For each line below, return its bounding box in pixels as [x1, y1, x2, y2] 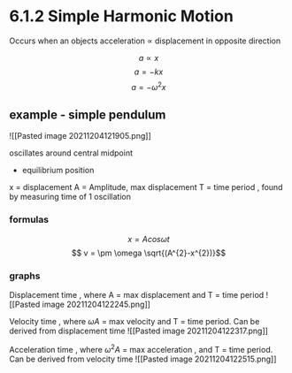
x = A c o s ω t [127, 233, 170, 244]
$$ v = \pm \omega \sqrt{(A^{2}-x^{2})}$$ [71, 247, 227, 258]
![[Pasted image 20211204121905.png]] [9, 131, 152, 141]
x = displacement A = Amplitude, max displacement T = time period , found [9, 182, 283, 193]
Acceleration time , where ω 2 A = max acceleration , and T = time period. [9, 343, 273, 354]
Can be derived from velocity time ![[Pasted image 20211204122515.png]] [9, 354, 277, 364]
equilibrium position [21, 165, 95, 176]
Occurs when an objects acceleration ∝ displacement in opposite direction [9, 35, 281, 46]
